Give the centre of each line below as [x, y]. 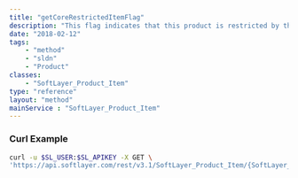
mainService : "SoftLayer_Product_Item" [85, 108]
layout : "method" [41, 100]
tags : [19, 42]
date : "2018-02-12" [45, 34]
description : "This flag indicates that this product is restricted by [144, 26]
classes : [25, 75]
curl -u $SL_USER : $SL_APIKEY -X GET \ [81, 157]
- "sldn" [41, 58]
